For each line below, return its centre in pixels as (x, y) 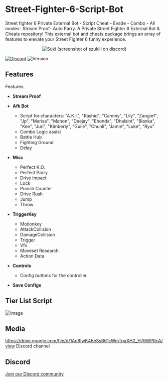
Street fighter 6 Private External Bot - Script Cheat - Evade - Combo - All (80, 23)
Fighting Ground (37, 142)
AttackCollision (35, 229)
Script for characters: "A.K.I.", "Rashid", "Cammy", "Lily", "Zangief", (89, 115)
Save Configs (27, 285)
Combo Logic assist (40, 132)
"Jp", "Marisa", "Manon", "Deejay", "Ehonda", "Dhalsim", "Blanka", (88, 121)
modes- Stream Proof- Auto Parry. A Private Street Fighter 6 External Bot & (82, 28)
